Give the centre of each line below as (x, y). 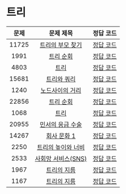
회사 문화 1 (61, 136)
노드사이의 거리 (61, 90)
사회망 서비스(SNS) (61, 158)
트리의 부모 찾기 (61, 45)
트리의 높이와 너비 (61, 147)
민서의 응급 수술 (61, 124)
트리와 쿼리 (61, 79)
